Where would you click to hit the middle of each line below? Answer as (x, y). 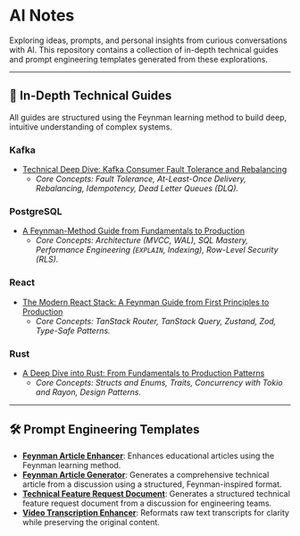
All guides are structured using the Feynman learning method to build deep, (148, 117)
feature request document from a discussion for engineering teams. (147, 503)
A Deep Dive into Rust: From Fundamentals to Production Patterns (143, 373)
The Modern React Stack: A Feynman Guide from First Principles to (146, 302)
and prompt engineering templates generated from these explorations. (139, 59)
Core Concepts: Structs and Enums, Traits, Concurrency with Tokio (159, 382)
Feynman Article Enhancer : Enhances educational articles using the (148, 456)
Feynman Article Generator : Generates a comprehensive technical (146, 474)
